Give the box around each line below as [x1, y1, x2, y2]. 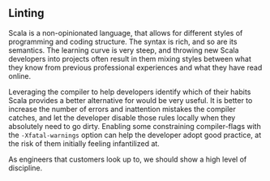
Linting [8, 6, 45, 20]
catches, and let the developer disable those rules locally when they [8, 113, 236, 123]
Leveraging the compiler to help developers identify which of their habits [8, 87, 251, 97]
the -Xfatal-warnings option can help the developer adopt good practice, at [8, 130, 262, 140]
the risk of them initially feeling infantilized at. [8, 138, 160, 149]
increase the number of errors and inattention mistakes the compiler [8, 104, 237, 114]
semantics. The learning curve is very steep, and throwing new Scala [8, 45, 239, 55]
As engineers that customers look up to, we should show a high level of [8, 154, 247, 164]
